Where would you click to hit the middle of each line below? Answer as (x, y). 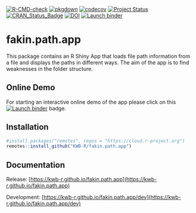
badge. (57, 108)
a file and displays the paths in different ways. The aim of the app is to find (98, 62)
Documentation (36, 165)
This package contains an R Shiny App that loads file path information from (98, 56)
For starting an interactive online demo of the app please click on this (91, 102)
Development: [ (25, 197)
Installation (27, 127)
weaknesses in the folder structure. (50, 69)
